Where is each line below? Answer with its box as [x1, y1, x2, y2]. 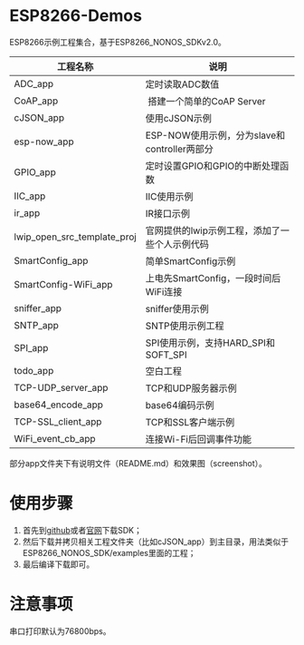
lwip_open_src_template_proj [14, 230, 138, 243]
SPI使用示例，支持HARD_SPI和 [145, 337, 276, 349]
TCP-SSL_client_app [14, 415, 102, 427]
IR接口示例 [145, 207, 190, 220]
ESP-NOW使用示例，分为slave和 [145, 129, 286, 142]
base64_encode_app [14, 398, 104, 411]
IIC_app [14, 190, 46, 202]
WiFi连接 [145, 285, 183, 298]
